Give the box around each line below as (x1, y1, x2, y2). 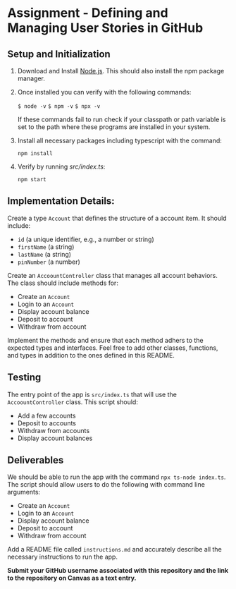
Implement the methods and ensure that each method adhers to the (7, 336, 204, 344)
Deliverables (7, 454, 64, 466)
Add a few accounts (17, 411, 76, 420)
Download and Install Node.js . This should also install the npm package (17, 67, 225, 75)
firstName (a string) (17, 242, 75, 251)
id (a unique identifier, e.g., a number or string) (17, 235, 154, 243)
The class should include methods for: (7, 279, 118, 287)
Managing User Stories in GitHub (7, 20, 204, 36)
